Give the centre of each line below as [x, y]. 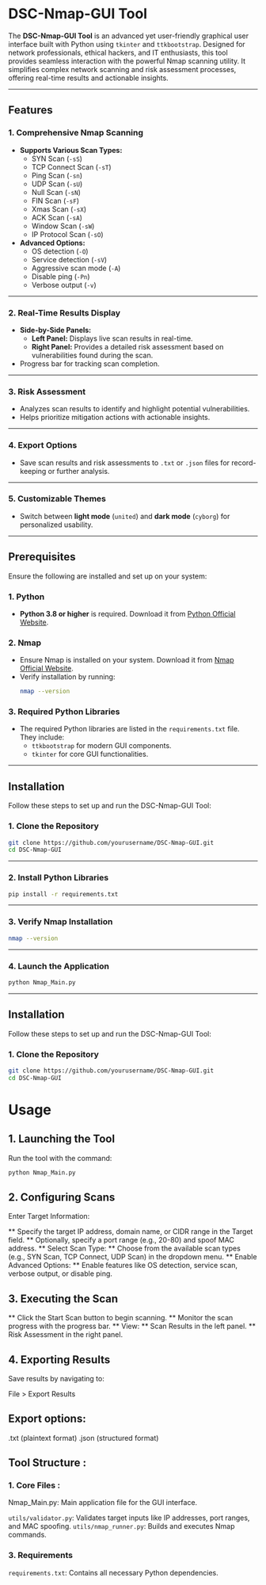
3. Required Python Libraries [64, 712]
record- [243, 462]
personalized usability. [56, 525]
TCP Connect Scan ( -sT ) [72, 166]
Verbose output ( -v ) [64, 285]
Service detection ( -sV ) [69, 259]
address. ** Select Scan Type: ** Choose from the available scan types [125, 1248]
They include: [42, 737]
